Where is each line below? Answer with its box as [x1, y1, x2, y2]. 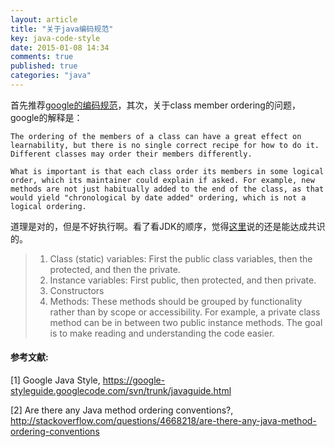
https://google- [102, 374, 166, 386]
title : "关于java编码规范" [10, 24, 114, 34]
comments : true [10, 52, 74, 62]
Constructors [49, 284, 105, 296]
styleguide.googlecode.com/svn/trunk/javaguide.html [10, 385, 232, 397]
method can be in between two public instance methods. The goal [49, 316, 323, 328]
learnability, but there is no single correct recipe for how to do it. [10, 140, 320, 150]
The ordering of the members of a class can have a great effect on [10, 131, 302, 141]
